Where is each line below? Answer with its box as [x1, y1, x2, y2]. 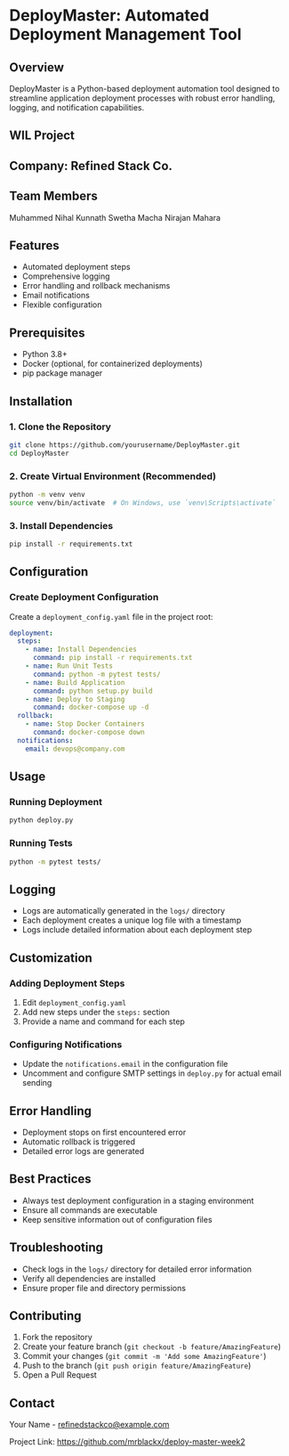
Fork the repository [21, 1332, 93, 1343]
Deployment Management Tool [9, 24, 242, 45]
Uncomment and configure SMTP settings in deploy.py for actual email [21, 1068, 282, 1078]
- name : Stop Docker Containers [25, 720, 145, 728]
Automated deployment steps [21, 262, 131, 272]
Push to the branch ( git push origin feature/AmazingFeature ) [21, 1360, 252, 1371]
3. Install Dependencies [9, 519, 114, 532]
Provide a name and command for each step [21, 1016, 185, 1027]
